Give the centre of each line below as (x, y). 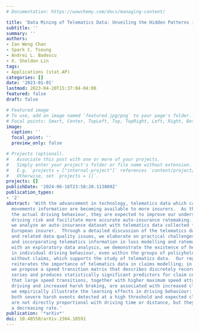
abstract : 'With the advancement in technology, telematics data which (96, 203)
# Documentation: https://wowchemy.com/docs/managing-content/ (86, 12)
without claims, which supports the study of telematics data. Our (98, 258)
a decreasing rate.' (37, 308)
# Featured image (28, 110)
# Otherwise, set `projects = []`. (53, 176)
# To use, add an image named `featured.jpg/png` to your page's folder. (99, 115)
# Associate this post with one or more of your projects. (83, 159)
